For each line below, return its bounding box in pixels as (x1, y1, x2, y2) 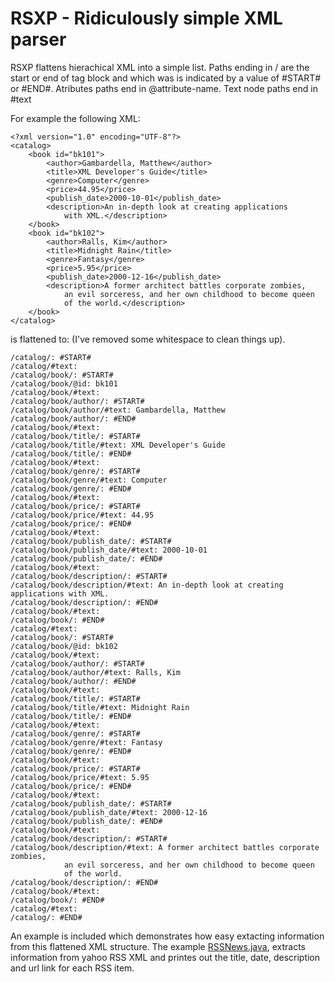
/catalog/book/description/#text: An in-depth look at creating (10, 580, 284, 590)
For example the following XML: (10, 112, 141, 124)
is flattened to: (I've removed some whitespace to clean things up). (10, 333, 286, 345)
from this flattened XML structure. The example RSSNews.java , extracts (10, 940, 306, 952)
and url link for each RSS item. (10, 962, 135, 974)
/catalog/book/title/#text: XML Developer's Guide (10, 440, 226, 450)
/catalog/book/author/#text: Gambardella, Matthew (10, 405, 226, 415)
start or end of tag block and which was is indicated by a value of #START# (10, 72, 322, 84)
